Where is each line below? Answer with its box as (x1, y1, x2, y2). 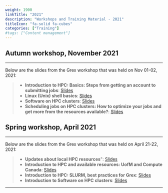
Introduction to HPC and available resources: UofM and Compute (24, 161, 162, 167)
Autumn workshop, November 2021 (5, 49, 118, 57)
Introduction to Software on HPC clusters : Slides (24, 177, 127, 183)
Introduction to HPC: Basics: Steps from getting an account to (24, 82, 156, 88)
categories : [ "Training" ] (5, 26, 59, 31)
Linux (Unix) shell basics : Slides (24, 92, 92, 98)
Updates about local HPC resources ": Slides (24, 156, 118, 162)
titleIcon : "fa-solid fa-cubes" (5, 21, 72, 26)
